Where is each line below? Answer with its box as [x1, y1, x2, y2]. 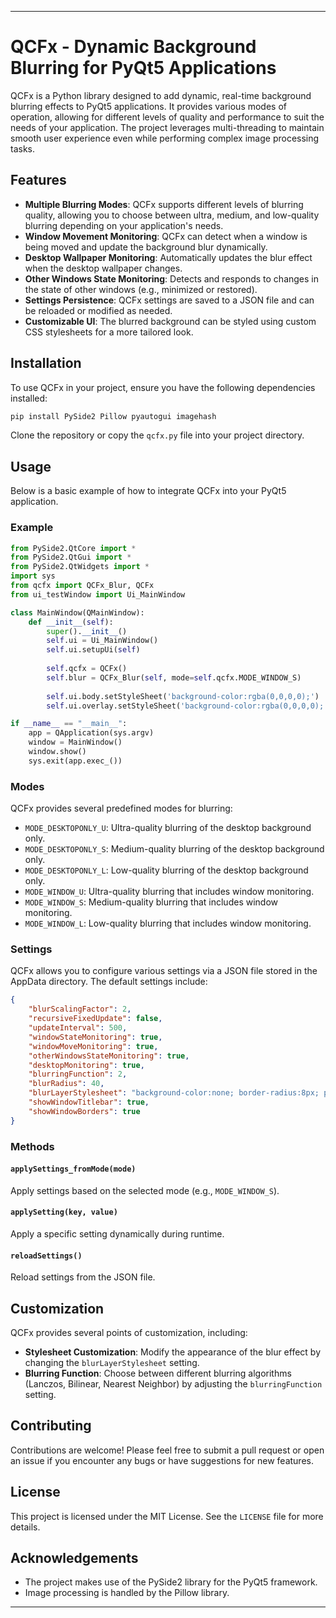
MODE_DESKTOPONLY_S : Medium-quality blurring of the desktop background [24, 843, 325, 855]
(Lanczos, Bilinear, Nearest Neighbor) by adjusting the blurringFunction [24, 1377, 323, 1390]
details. [10, 1521, 41, 1533]
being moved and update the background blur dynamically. [24, 241, 268, 253]
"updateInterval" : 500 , [28, 1023, 128, 1033]
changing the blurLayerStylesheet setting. [24, 1356, 200, 1368]
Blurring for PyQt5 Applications [10, 57, 277, 80]
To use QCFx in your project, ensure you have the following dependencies [10, 381, 316, 393]
